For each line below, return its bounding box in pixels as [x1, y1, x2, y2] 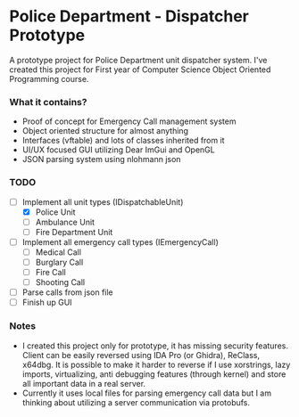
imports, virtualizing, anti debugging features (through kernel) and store [21, 368, 287, 380]
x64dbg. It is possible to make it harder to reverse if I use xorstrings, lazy [21, 359, 291, 370]
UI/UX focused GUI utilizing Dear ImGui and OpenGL [21, 144, 216, 155]
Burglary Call [35, 257, 84, 267]
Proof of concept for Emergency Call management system [21, 116, 237, 127]
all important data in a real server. [21, 378, 145, 388]
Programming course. [9, 73, 89, 84]
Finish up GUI [21, 297, 73, 308]
